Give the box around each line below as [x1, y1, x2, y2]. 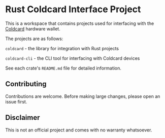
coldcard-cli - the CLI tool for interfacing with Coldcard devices [5, 55, 140, 61]
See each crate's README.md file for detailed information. [5, 65, 122, 71]
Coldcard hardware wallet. [5, 25, 61, 31]
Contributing [5, 80, 47, 88]
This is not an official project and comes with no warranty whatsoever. [5, 127, 152, 133]
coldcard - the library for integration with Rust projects [5, 45, 119, 51]
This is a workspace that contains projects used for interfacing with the [5, 20, 154, 26]
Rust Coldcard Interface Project [5, 4, 141, 15]
